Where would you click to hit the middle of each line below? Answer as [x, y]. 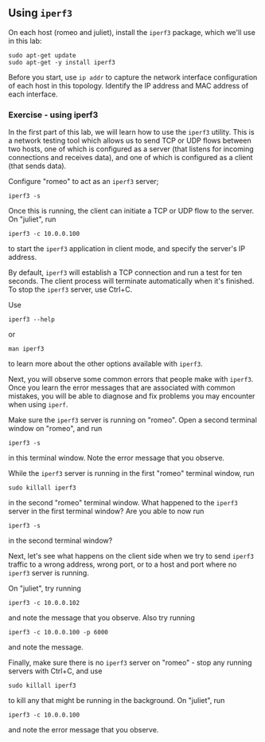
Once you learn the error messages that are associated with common [122, 388]
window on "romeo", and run [55, 429]
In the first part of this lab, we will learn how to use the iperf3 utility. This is [131, 132]
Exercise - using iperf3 [53, 115]
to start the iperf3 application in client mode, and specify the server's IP [127, 249]
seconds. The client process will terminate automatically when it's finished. [131, 281]
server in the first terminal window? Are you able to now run [106, 511]
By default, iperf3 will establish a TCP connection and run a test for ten [125, 273]
